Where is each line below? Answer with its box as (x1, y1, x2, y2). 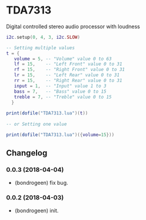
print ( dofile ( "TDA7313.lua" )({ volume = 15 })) (6, 131, 115, 138)
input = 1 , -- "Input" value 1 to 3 (14, 83, 107, 89)
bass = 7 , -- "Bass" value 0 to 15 (14, 89, 107, 94)
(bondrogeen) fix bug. (14, 179, 68, 186)
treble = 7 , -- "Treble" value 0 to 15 (14, 94, 112, 100)
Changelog (6, 148, 48, 158)
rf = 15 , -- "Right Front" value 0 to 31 (14, 67, 125, 73)
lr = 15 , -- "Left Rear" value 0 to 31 (14, 72, 120, 78)
